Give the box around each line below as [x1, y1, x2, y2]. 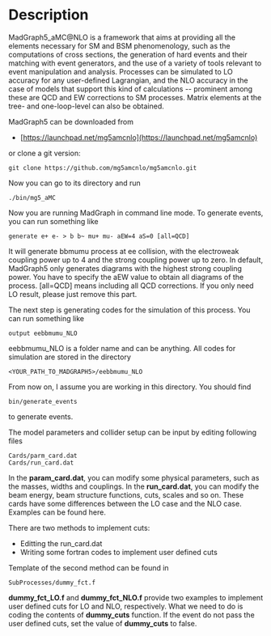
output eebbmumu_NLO [8, 329, 78, 337]
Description [8, 6, 89, 24]
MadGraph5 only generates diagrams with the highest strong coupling [8, 263, 243, 273]
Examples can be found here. [8, 507, 107, 517]
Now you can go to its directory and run [8, 178, 142, 188]
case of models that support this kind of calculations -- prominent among [8, 83, 253, 94]
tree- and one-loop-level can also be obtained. [8, 101, 164, 111]
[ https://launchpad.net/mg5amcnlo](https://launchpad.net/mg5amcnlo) [19, 132, 258, 142]
